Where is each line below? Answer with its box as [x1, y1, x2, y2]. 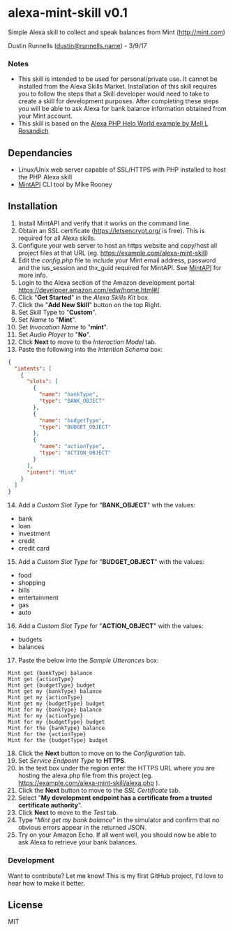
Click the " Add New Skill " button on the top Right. [17, 300, 162, 308]
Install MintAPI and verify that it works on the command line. [17, 218, 191, 228]
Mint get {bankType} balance [8, 670, 93, 677]
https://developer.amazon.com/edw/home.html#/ [17, 285, 160, 294]
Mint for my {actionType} [8, 713, 83, 720]
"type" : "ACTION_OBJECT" [38, 449, 112, 456]
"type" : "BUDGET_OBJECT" [38, 424, 112, 431]
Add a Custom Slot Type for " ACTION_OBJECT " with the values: [17, 622, 204, 630]
